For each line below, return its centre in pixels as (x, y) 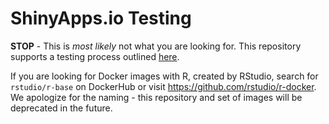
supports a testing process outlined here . (95, 56)
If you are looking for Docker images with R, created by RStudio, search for (164, 76)
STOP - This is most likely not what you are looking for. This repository (156, 46)
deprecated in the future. (61, 108)
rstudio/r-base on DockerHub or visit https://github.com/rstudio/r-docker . (163, 86)
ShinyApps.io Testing (101, 18)
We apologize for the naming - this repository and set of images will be (156, 97)
